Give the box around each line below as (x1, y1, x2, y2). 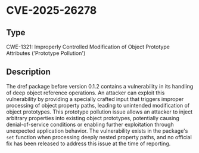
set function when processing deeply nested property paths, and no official (6, 133, 192, 140)
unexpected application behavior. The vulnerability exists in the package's (6, 127, 188, 134)
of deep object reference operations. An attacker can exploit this (6, 89, 165, 96)
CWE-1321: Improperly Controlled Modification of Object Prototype (6, 43, 170, 50)
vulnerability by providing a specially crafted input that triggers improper (6, 95, 184, 102)
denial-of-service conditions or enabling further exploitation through (6, 121, 174, 128)
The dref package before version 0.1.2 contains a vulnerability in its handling (6, 82, 194, 90)
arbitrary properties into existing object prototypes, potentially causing (6, 114, 180, 121)
